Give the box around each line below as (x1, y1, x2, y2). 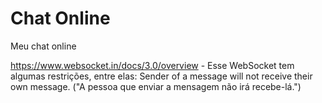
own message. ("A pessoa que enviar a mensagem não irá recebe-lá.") (10, 80, 302, 92)
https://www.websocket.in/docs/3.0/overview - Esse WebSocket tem (10, 59, 295, 71)
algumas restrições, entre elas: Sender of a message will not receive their (10, 70, 313, 82)
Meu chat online (10, 40, 77, 52)
